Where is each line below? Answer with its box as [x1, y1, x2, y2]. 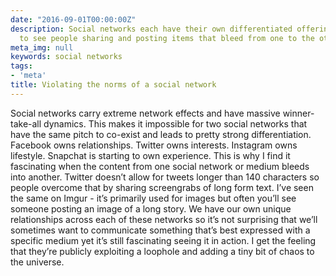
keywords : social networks [10, 52, 123, 62]
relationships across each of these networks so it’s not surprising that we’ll [10, 213, 318, 225]
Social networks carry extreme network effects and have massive [10, 107, 281, 119]
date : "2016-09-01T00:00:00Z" [10, 14, 137, 25]
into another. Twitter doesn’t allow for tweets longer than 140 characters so [10, 171, 320, 183]
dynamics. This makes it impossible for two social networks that [43, 117, 308, 130]
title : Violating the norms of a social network [10, 80, 217, 90]
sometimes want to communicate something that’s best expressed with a [10, 224, 311, 236]
